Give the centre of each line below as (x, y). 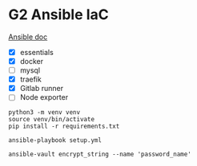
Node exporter (44, 97)
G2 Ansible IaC (59, 15)
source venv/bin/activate (51, 120)
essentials (36, 52)
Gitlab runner (42, 89)
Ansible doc (28, 37)
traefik (30, 79)
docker (32, 61)
